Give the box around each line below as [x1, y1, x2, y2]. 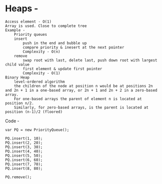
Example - [5, 27, 26, 32]
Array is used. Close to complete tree [5, 23, 87, 28]
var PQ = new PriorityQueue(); [5, 127, 69, 132]
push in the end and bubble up [23, 40, 87, 46]
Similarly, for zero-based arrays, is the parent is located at [14, 105, 149, 110]
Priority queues [14, 32, 48, 37]
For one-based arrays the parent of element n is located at [14, 96, 142, 101]
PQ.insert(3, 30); [5, 144, 43, 150]
